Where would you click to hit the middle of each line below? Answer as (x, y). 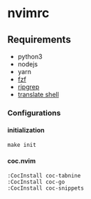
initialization (26, 130)
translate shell (38, 95)
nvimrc (28, 13)
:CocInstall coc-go (36, 182)
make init (22, 145)
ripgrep (28, 87)
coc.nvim (22, 160)
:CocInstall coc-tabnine (44, 176)
